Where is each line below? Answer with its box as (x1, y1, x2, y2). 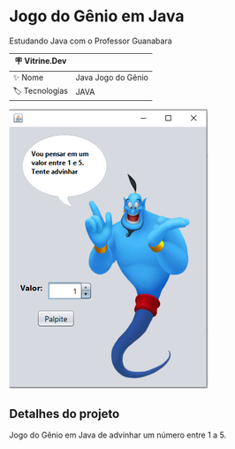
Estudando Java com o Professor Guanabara (9, 35, 172, 46)
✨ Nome (12, 72, 44, 82)
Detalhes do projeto (9, 406, 120, 422)
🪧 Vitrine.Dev (14, 56, 67, 66)
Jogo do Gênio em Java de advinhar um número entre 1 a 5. (9, 430, 227, 440)
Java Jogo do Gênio (75, 73, 148, 83)
